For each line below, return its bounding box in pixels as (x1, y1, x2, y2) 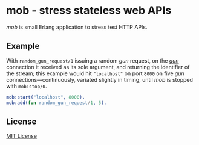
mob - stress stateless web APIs (6, 4, 172, 17)
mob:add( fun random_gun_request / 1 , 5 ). (6, 100, 107, 106)
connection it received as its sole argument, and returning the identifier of (6, 63, 190, 70)
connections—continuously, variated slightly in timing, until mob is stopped (6, 76, 194, 83)
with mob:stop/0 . (6, 82, 47, 90)
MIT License (6, 132, 38, 140)
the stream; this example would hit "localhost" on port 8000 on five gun (6, 70, 184, 77)
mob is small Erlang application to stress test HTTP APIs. (6, 23, 148, 31)
